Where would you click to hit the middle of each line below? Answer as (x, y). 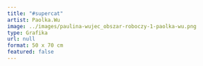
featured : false (30, 52)
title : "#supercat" (35, 13)
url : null (21, 39)
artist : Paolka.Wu (34, 20)
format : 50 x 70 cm (35, 45)
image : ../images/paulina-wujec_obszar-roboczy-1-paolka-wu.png (102, 26)
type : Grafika (28, 33)
